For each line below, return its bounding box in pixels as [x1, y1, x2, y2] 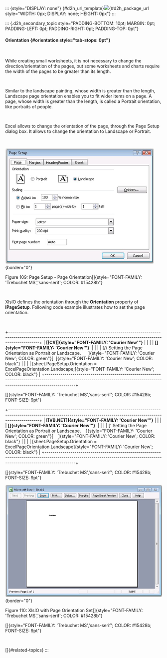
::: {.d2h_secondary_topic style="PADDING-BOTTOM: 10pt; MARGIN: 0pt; [5, 20, 156, 26]
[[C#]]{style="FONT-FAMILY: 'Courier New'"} [46, 340, 143, 346]
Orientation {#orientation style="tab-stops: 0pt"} [5, 37, 111, 43]
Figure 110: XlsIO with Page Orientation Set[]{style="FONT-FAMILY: [5, 607, 143, 613]
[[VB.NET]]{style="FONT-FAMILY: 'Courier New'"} [46, 417, 154, 423]
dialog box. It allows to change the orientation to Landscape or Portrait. [5, 128, 151, 134]
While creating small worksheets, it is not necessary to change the [5, 58, 142, 64]
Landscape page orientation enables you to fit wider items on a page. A [5, 93, 152, 99]
